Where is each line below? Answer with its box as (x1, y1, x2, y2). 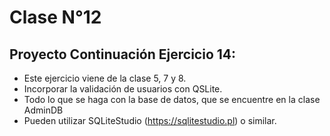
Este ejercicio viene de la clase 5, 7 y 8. (23, 72, 187, 84)
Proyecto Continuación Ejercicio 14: (9, 46, 237, 63)
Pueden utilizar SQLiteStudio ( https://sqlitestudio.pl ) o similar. (23, 115, 277, 126)
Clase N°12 (9, 6, 102, 29)
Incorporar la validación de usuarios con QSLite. (23, 83, 223, 95)
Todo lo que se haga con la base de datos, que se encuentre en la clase (23, 94, 321, 105)
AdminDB (23, 104, 64, 116)
